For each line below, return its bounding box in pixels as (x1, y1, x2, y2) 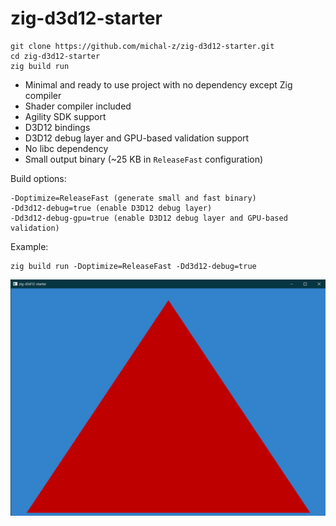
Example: (10, 240, 49, 252)
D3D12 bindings (24, 121, 91, 133)
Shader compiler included (24, 100, 132, 112)
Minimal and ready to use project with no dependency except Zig (24, 78, 293, 91)
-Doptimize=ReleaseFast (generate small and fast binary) (10, 193, 257, 203)
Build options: (10, 172, 67, 184)
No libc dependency (24, 142, 109, 154)
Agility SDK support (24, 110, 107, 122)
